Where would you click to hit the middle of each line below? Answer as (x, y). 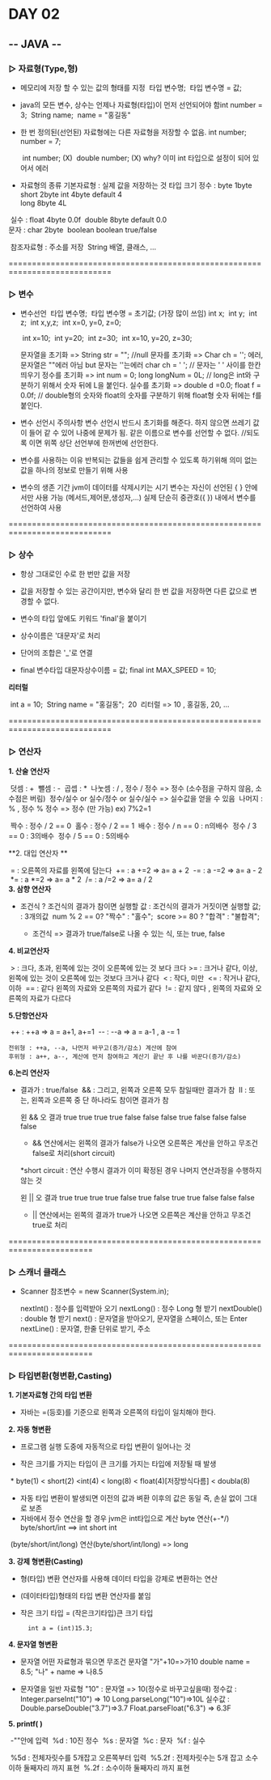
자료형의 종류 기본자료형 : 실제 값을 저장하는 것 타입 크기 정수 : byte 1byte (136, 185)
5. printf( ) (25, 1724)
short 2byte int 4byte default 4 (71, 194)
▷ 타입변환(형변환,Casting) (60, 1375)
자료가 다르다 (50, 998)
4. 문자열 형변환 (33, 1645)
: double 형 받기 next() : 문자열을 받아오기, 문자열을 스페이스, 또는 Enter (134, 1319)
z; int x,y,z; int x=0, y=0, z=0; (70, 323)
